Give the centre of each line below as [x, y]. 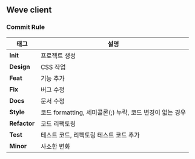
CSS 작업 [53, 67]
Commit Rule [26, 27]
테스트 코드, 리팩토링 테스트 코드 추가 [90, 135]
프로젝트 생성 [58, 56]
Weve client [29, 10]
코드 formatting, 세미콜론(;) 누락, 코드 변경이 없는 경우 [113, 112]
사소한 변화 [55, 146]
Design [20, 67]
